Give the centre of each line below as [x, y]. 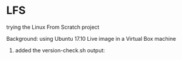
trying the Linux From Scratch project [53, 27]
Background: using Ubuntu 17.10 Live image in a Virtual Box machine [91, 38]
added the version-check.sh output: [60, 50]
